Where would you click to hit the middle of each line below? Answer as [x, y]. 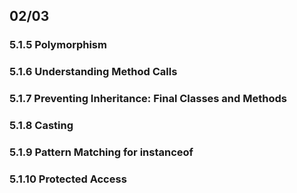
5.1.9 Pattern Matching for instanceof [101, 152]
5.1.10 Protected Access [68, 179]
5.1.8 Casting [41, 126]
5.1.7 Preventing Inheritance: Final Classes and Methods [148, 99]
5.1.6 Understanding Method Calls [93, 72]
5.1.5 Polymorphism [58, 45]
